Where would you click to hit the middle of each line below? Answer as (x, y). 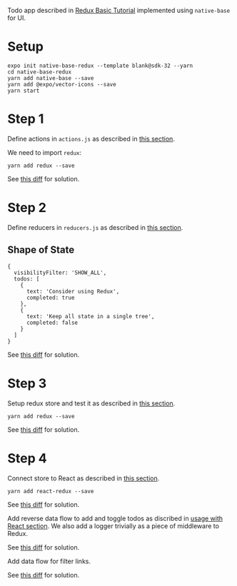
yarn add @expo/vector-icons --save (62, 84)
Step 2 (27, 208)
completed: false (52, 323)
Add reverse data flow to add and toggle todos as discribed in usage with (115, 518)
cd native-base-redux (40, 72)
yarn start (24, 91)
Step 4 (27, 458)
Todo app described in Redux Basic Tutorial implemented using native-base (119, 10)
